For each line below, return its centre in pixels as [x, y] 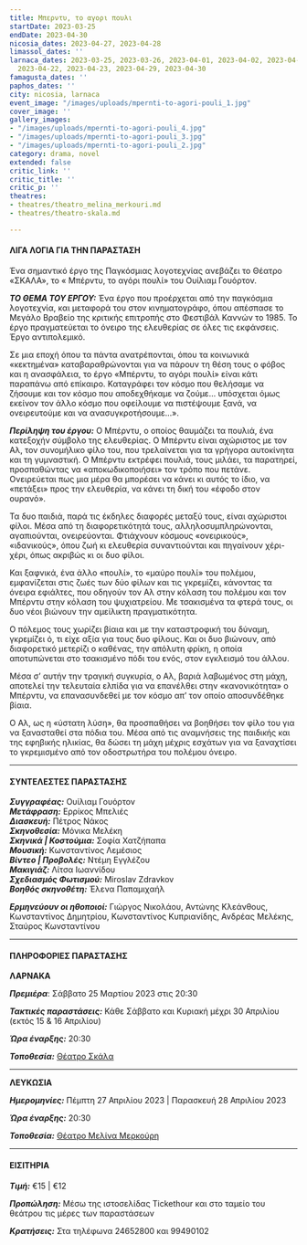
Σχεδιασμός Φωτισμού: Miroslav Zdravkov [92, 880]
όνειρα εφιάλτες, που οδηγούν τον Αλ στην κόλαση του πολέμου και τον [148, 592]
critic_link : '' [40, 171]
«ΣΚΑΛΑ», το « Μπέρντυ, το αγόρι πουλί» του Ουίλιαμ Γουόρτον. [133, 280]
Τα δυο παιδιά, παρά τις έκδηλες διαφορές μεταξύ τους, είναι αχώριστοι [148, 516]
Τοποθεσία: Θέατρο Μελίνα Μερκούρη [85, 1136]
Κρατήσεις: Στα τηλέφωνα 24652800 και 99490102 [110, 1230]
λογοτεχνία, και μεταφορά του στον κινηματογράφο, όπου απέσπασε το [147, 308]
